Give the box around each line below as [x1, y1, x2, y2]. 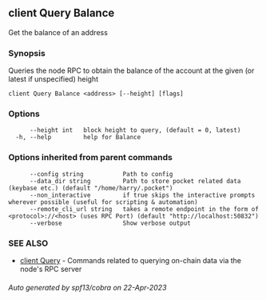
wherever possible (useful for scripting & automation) [8, 198, 198, 206]
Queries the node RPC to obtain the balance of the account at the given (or [8, 66, 255, 75]
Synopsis [8, 47, 46, 58]
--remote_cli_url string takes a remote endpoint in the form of [29, 205, 260, 213]
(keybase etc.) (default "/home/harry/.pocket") [8, 184, 173, 192]
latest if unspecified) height [8, 74, 98, 84]
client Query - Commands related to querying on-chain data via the [19, 256, 242, 265]
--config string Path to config [29, 170, 173, 178]
